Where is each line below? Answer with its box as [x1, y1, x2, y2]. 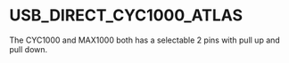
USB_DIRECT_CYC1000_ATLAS [9, 5, 244, 26]
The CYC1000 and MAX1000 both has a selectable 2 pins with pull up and [9, 35, 281, 45]
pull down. [9, 43, 48, 54]
